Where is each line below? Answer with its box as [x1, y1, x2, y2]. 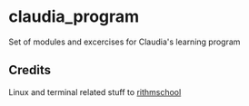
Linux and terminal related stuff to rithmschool [8, 86, 182, 97]
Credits [8, 63, 52, 78]
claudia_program [8, 6, 140, 27]
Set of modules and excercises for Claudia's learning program [8, 36, 241, 47]
